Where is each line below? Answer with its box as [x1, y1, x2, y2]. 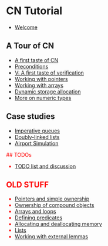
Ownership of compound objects [14, 202, 95, 209]
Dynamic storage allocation [14, 88, 81, 95]
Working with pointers [14, 75, 69, 82]
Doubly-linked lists [14, 133, 60, 140]
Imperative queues [14, 127, 60, 134]
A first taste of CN [14, 56, 59, 63]
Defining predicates [14, 214, 63, 221]
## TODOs [6, 151, 32, 158]
